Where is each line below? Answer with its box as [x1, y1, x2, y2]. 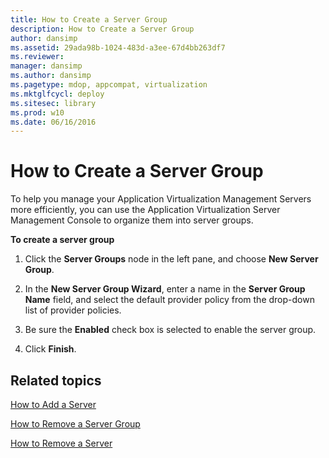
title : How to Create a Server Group [10, 14, 168, 25]
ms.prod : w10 [10, 107, 65, 118]
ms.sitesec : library [10, 98, 97, 108]
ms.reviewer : [10, 52, 65, 62]
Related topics [10, 372, 102, 389]
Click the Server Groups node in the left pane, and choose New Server [24, 253, 319, 265]
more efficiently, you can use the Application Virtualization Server [10, 204, 281, 216]
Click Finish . [24, 343, 77, 355]
